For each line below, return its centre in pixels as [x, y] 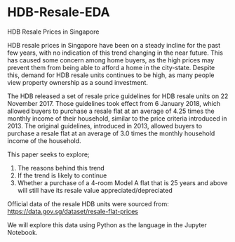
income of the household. [45, 140]
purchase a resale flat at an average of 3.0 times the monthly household [111, 133]
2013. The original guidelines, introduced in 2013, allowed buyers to [105, 126]
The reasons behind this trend [61, 168]
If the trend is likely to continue [62, 175]
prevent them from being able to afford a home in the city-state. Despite [111, 67]
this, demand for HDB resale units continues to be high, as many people [111, 75]
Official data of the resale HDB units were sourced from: [88, 203]
